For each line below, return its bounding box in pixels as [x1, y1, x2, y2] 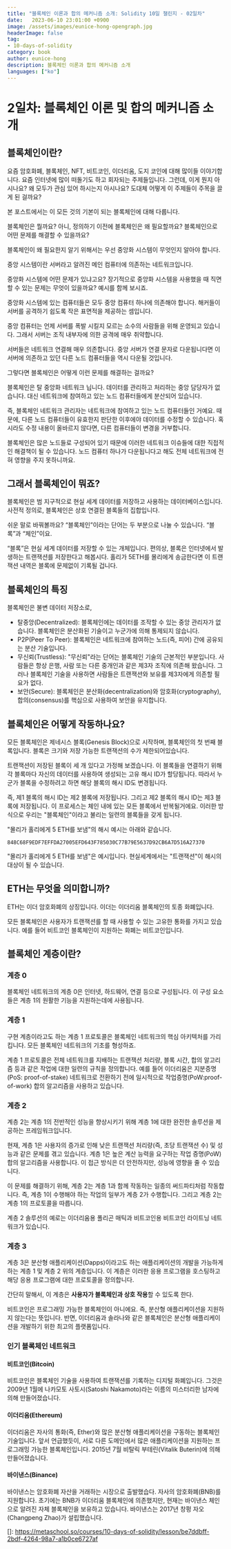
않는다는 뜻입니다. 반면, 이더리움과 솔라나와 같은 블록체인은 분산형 [14, 1314, 191, 1322]
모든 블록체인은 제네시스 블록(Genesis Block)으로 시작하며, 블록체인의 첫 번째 [7, 738, 216, 746]
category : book [7, 49, 51, 56]
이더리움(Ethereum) [7, 1411, 63, 1420]
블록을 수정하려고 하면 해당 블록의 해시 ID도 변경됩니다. [19, 778, 168, 786]
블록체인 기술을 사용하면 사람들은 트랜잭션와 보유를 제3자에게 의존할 [30, 670, 213, 678]
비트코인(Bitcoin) [7, 1359, 55, 1368]
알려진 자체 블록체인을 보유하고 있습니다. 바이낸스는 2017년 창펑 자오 [19, 1505, 205, 1513]
